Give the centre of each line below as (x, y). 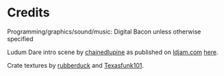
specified (20, 38)
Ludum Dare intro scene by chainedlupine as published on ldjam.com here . (113, 52)
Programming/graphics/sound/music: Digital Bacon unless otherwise (104, 31)
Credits (28, 13)
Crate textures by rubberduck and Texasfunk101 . (76, 65)
